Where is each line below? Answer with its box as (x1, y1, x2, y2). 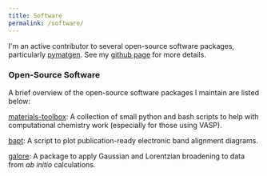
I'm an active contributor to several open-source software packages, (8, 41, 235, 50)
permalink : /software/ (8, 19, 84, 27)
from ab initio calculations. (8, 159, 96, 169)
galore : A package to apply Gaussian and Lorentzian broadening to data (8, 151, 245, 161)
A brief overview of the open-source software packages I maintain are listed (8, 87, 260, 97)
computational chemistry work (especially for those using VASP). (8, 120, 222, 130)
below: (8, 96, 30, 106)
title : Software (8, 11, 62, 20)
